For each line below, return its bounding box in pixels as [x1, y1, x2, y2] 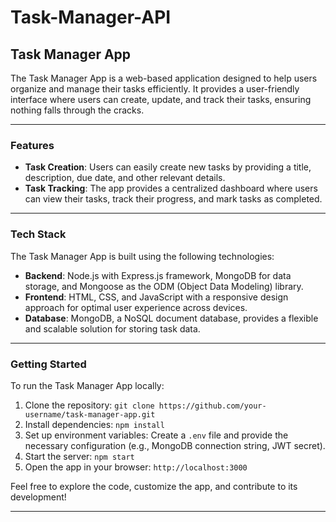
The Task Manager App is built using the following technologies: [10, 250, 275, 262]
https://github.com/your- [158, 401, 267, 411]
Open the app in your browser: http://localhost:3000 [24, 461, 248, 473]
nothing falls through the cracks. [10, 104, 145, 116]
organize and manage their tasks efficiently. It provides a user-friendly [10, 83, 300, 95]
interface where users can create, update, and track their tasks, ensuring [10, 94, 312, 105]
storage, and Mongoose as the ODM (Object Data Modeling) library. [24, 280, 304, 292]
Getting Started [10, 357, 87, 371]
